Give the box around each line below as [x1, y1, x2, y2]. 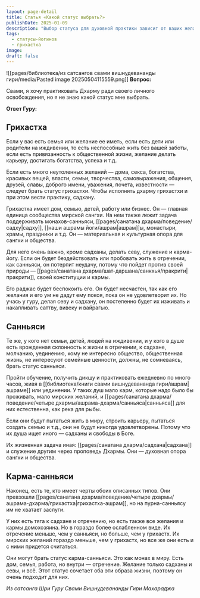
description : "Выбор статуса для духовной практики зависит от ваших [6, 25, 183, 32]
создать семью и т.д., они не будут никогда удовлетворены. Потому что [6, 424, 190, 431]
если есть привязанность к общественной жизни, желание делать [6, 151, 176, 158]
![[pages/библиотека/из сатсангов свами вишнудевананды [6, 69, 156, 76]
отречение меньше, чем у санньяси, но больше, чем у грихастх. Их [6, 530, 180, 537]
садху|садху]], [6, 224, 43, 231]
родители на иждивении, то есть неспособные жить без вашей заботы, [6, 144, 189, 152]
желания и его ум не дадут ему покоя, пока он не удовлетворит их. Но [6, 292, 187, 299]
